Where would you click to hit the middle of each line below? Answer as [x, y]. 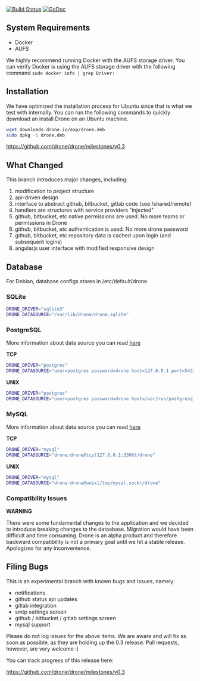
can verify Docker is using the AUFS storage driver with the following [91, 66]
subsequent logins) [38, 242]
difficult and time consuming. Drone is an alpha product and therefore [92, 535]
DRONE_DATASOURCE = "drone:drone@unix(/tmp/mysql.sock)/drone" [84, 483]
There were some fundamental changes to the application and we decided [97, 522]
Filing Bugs [27, 567]
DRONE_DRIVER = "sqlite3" [36, 309]
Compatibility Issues [37, 498]
